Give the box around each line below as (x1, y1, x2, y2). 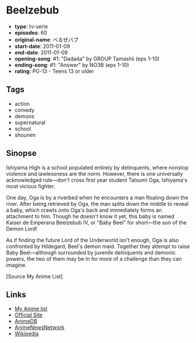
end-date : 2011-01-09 (14, 49, 68, 56)
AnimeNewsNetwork (14, 324, 65, 331)
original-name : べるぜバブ (14, 36, 79, 43)
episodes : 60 (14, 29, 47, 36)
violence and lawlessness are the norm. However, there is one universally (6, 170, 183, 177)
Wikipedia (14, 330, 39, 337)
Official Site (14, 311, 43, 318)
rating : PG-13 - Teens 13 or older (14, 67, 94, 74)
